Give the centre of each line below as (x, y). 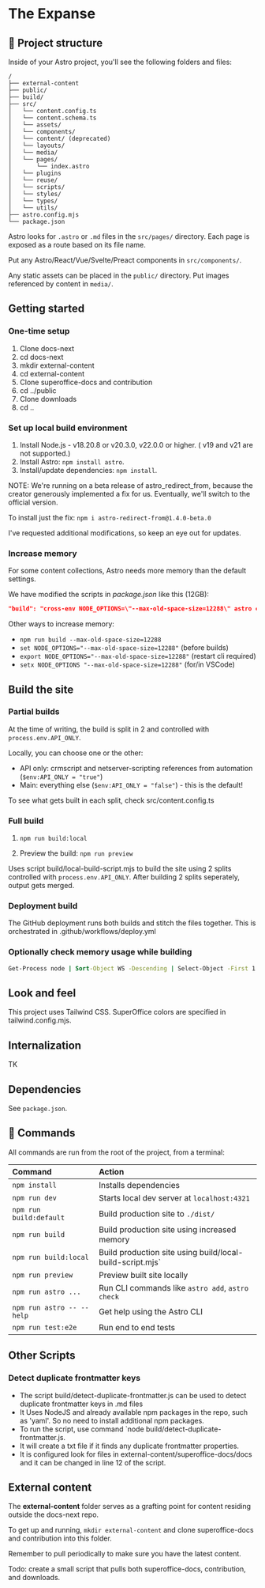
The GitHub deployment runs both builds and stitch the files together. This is (132, 923)
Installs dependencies (139, 1185)
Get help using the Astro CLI (151, 1311)
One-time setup (39, 331)
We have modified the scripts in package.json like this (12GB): (108, 595)
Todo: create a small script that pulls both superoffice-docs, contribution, (127, 1569)
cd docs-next (41, 357)
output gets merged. (41, 886)
